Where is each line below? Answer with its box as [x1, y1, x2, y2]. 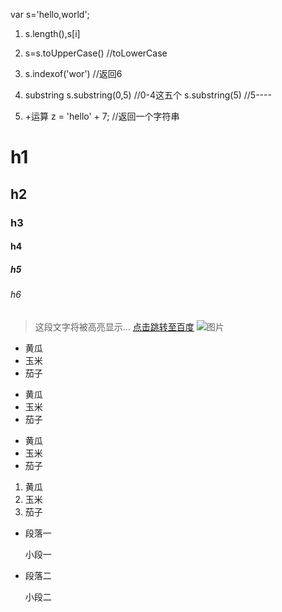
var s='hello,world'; [10, 9, 90, 20]
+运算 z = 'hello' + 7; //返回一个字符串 [24, 110, 180, 122]
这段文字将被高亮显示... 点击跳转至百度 [34, 320, 195, 333]
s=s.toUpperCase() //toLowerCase [24, 47, 168, 59]
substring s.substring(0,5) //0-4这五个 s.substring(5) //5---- [24, 89, 272, 101]
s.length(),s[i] [24, 28, 81, 39]
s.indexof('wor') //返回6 [24, 68, 123, 79]
